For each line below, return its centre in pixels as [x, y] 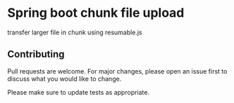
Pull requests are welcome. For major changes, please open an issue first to [117, 71]
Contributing [36, 54]
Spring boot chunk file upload [96, 13]
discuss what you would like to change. [64, 78]
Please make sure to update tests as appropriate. [79, 92]
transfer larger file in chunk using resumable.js [75, 32]
